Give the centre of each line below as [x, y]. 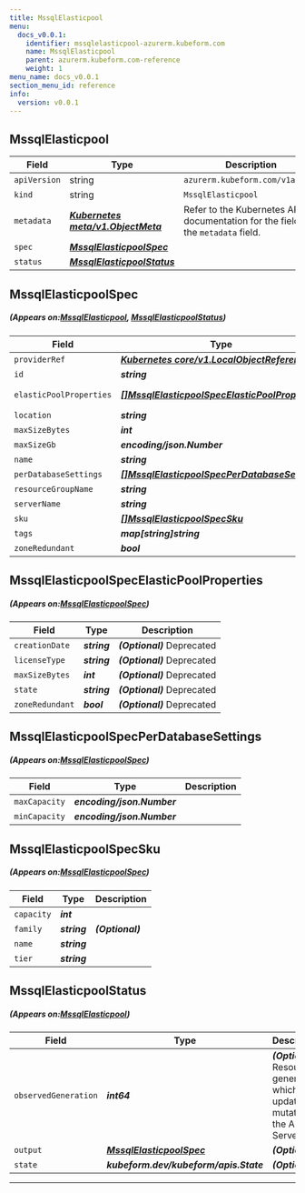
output [28, 1150]
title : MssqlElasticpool [56, 18]
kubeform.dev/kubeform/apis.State [185, 1165]
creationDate [42, 645]
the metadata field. [222, 233]
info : [20, 94]
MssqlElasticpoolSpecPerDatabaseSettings [135, 737]
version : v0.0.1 [48, 102]
